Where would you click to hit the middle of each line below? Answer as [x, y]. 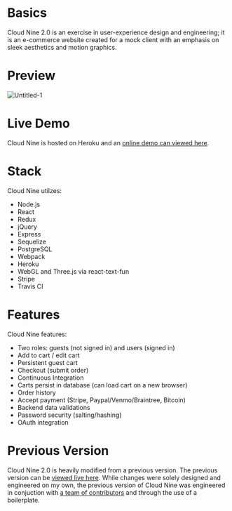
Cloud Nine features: [37, 334]
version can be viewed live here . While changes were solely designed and [114, 477]
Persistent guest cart [48, 362]
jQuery [27, 227]
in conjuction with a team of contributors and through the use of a [102, 492]
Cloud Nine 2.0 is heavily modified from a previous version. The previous [112, 470]
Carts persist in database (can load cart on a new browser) [102, 385]
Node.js [29, 204]
